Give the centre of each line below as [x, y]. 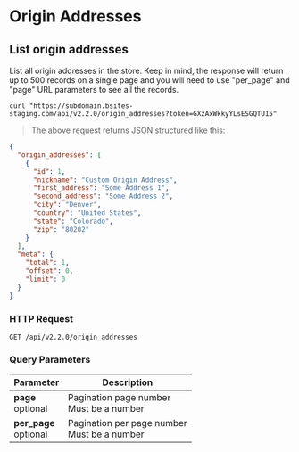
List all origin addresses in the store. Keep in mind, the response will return [146, 70]
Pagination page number [119, 398]
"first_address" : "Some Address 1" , [101, 188]
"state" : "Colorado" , [73, 221]
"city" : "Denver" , [67, 205]
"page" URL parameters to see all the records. [94, 90]
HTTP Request [42, 318]
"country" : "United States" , [87, 213]
